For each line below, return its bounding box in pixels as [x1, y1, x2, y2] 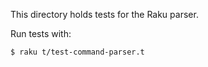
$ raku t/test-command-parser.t [10, 47, 145, 57]
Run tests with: [10, 28, 72, 39]
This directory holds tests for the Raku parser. [10, 9, 199, 20]
